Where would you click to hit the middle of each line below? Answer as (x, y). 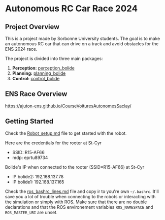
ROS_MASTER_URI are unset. (31, 212)
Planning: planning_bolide (39, 73)
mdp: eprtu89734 (30, 157)
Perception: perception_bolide (43, 68)
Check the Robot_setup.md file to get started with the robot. (66, 133)
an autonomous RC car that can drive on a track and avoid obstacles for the (82, 44)
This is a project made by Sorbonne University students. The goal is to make (82, 38)
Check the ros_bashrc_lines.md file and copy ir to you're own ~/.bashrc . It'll (82, 191)
